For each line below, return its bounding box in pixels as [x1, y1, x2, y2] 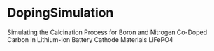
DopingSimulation [7, 5, 114, 21]
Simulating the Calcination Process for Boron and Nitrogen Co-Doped [7, 28, 208, 36]
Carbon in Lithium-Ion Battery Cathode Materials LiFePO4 [7, 35, 173, 43]
